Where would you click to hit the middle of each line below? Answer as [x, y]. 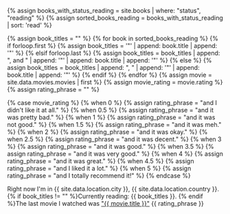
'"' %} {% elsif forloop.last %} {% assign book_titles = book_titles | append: [114, 53]
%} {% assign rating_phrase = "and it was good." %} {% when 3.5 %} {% [111, 146]
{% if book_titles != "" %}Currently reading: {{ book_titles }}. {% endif [105, 196]
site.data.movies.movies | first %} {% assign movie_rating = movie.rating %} [115, 82]
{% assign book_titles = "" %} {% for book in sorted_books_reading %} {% [113, 38]
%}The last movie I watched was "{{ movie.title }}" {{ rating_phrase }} [105, 203]
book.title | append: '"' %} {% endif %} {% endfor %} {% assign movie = [110, 75]
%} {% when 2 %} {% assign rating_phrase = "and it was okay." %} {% [107, 132]
